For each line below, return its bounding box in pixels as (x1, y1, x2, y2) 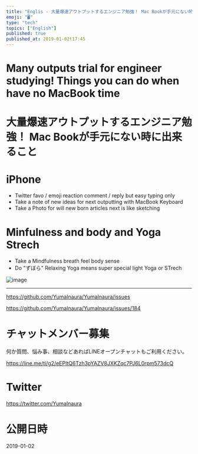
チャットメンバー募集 (6, 327, 110, 340)
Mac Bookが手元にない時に (29, 131, 162, 144)
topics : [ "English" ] (6, 25, 57, 31)
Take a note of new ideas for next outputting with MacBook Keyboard (14, 199, 184, 206)
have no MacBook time (6, 87, 120, 100)
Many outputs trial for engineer (6, 61, 162, 75)
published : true (6, 31, 46, 37)
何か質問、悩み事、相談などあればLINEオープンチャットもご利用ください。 (6, 348, 187, 355)
